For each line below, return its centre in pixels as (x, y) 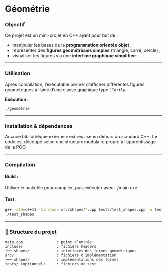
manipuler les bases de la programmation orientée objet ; (72, 45)
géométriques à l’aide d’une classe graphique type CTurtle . (66, 89)
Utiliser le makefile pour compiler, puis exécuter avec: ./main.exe (71, 188)
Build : (12, 177)
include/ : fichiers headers (51, 247)
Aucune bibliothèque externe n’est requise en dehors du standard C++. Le (81, 136)
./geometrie (17, 108)
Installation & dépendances (39, 126)
